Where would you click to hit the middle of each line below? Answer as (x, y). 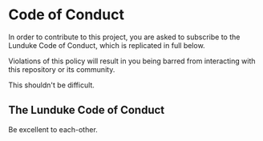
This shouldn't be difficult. (51, 85)
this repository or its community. (62, 69)
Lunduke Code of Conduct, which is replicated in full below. (107, 45)
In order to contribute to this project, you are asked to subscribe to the (124, 37)
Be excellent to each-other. (53, 129)
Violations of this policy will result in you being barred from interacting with (132, 61)
